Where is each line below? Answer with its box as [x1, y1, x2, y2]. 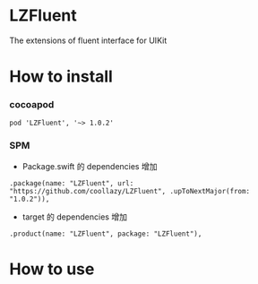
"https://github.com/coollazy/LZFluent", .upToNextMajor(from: [9, 186, 251, 195]
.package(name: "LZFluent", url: [9, 178, 134, 188]
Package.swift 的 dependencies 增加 [21, 160, 158, 171]
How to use [9, 259, 95, 279]
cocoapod [9, 99, 55, 111]
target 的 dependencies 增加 [21, 211, 128, 222]
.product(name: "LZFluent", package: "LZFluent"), [9, 229, 202, 238]
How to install [9, 66, 114, 87]
